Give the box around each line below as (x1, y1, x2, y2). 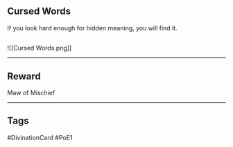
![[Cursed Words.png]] (7, 44, 72, 52)
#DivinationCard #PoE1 (7, 133, 73, 141)
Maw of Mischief (7, 89, 55, 97)
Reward (7, 70, 42, 82)
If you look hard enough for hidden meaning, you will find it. (7, 23, 178, 32)
